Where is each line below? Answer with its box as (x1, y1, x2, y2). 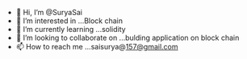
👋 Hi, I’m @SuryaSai (15, 8, 83, 17)
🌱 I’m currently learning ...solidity (15, 25, 127, 33)
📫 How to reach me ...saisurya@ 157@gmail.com (15, 42, 179, 51)
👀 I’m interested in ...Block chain (15, 16, 123, 26)
